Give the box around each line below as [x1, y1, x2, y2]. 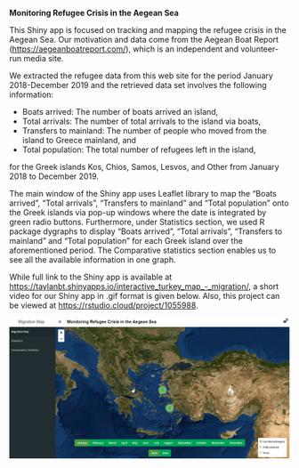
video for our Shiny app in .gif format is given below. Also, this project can [9, 291, 280, 301]
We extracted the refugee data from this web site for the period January [9, 70, 274, 81]
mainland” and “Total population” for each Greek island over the [9, 236, 243, 246]
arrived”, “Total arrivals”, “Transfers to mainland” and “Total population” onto [9, 198, 289, 208]
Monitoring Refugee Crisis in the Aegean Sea [9, 8, 180, 18]
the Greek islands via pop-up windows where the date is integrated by [9, 207, 267, 217]
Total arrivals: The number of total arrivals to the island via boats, [21, 116, 261, 126]
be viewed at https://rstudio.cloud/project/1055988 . [9, 300, 198, 311]
